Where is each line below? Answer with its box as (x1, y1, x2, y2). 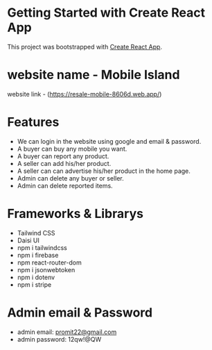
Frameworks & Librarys (7, 206, 144, 222)
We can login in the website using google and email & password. (17, 137, 202, 145)
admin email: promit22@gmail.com (17, 328, 117, 336)
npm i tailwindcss (17, 243, 67, 251)
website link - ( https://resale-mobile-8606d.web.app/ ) (7, 90, 162, 98)
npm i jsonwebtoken (17, 265, 76, 274)
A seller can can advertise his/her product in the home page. (17, 167, 191, 175)
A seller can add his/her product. (17, 159, 112, 167)
